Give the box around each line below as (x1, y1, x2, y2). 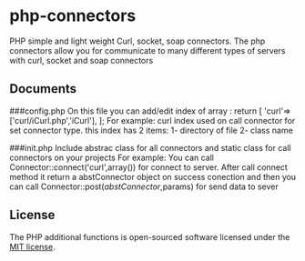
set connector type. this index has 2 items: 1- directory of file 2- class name (9, 125, 293, 136)
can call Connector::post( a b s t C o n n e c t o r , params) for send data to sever (9, 181, 280, 192)
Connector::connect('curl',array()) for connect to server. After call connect (9, 161, 289, 173)
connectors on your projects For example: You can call (9, 152, 214, 163)
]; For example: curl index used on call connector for (98, 115, 296, 125)
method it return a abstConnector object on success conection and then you (9, 171, 297, 182)
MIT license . (9, 241, 56, 252)
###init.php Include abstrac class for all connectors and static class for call (9, 142, 291, 153)
